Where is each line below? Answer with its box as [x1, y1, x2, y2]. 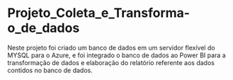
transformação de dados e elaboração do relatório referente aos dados [7, 58, 215, 67]
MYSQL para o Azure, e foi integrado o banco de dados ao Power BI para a [7, 51, 227, 59]
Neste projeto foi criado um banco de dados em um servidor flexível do [7, 43, 215, 52]
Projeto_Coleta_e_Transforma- [7, 5, 190, 21]
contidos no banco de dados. [7, 66, 93, 74]
